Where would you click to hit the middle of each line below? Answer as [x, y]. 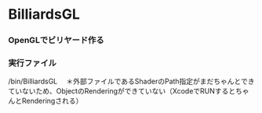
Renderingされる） [52, 101]
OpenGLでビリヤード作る [56, 41]
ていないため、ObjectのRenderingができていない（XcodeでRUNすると [122, 91]
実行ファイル [33, 63]
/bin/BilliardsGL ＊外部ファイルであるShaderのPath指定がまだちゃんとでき [131, 81]
